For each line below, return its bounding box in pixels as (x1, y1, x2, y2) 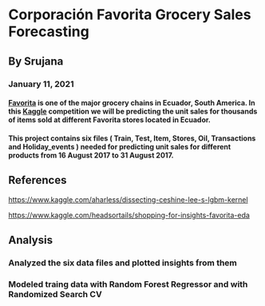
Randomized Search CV (8, 288, 102, 300)
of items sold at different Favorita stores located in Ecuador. (8, 115, 212, 125)
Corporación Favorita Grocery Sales (8, 6, 251, 24)
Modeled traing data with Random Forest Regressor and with (8, 278, 248, 289)
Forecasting (8, 22, 89, 41)
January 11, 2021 (8, 78, 74, 89)
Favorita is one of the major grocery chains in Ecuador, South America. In (8, 98, 255, 108)
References (8, 173, 67, 187)
